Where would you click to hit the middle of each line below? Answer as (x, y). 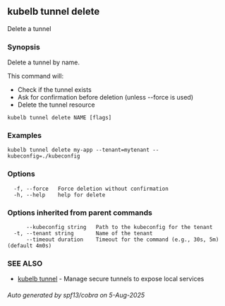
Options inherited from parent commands (80, 213)
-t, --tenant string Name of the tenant (83, 233)
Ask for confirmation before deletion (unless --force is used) (105, 98)
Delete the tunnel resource (56, 105)
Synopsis (24, 47)
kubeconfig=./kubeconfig (44, 156)
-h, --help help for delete (60, 195)
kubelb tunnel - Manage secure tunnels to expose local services (111, 279)
